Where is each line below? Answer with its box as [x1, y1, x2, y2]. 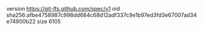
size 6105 [37, 18, 61, 25]
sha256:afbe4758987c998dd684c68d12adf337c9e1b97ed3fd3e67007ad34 [6, 11, 197, 19]
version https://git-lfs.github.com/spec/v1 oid [6, 5, 120, 12]
